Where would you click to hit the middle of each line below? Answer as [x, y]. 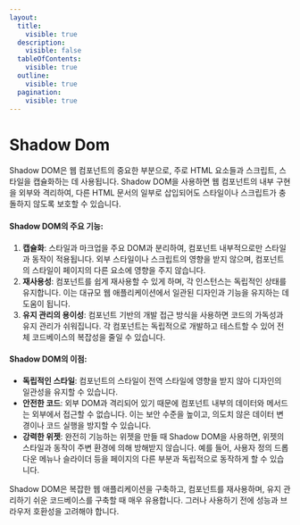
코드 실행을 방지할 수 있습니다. [99, 425]
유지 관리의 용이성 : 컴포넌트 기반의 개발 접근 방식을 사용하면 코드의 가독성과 [153, 314]
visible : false [54, 51]
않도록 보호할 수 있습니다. [77, 204]
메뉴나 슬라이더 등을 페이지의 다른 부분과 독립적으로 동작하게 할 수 [153, 458]
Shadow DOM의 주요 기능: [57, 226]
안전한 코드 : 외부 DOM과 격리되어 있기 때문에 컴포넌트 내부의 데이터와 [143, 403]
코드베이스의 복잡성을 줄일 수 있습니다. [99, 337]
